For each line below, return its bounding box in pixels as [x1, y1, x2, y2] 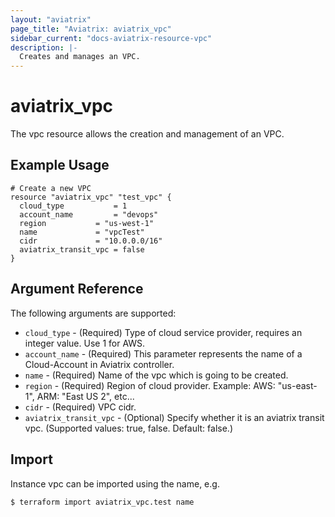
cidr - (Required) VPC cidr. [24, 401, 137, 413]
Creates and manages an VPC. [19, 52, 141, 62]
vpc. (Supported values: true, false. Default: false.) [24, 422, 233, 434]
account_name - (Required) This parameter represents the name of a [24, 347, 303, 360]
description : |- [10, 42, 78, 53]
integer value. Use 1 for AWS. [24, 337, 146, 349]
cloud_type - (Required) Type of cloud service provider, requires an [24, 326, 303, 338]
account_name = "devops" [19, 209, 159, 220]
